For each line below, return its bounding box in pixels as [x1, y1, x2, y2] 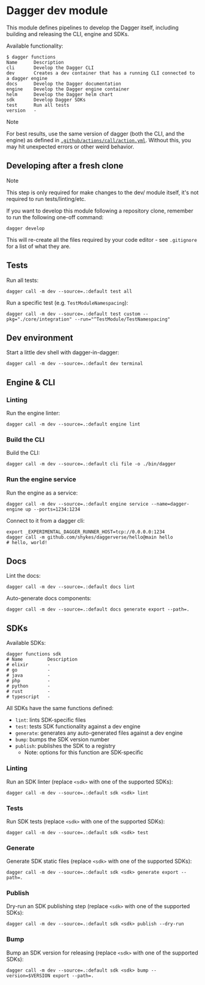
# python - [6, 683, 51, 689]
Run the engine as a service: [6, 489, 78, 496]
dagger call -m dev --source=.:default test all [6, 288, 132, 294]
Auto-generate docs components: [6, 595, 92, 602]
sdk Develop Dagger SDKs [6, 96, 86, 103]
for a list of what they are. [6, 242, 71, 250]
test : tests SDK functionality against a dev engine [15, 723, 141, 730]
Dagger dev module [6, 4, 108, 18]
